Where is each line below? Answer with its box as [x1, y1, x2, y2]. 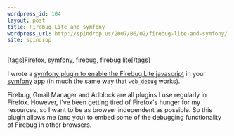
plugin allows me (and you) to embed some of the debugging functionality [7, 113, 222, 122]
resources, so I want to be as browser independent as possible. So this [7, 106, 213, 114]
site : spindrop [7, 37, 52, 44]
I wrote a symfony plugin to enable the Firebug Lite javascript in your [7, 70, 206, 78]
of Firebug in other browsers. [7, 120, 92, 129]
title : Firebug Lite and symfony [7, 23, 105, 30]
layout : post [7, 17, 46, 24]
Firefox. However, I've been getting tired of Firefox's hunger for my [7, 98, 201, 106]
